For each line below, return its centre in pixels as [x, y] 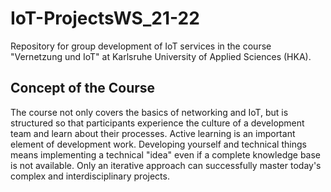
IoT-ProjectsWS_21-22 [105, 18]
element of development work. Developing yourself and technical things [158, 144]
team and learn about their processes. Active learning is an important [153, 133]
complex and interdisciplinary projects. [90, 176]
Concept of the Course [83, 88]
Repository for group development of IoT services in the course [141, 46]
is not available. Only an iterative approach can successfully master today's [166, 165]
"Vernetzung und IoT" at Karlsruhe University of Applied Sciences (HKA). [161, 56]
